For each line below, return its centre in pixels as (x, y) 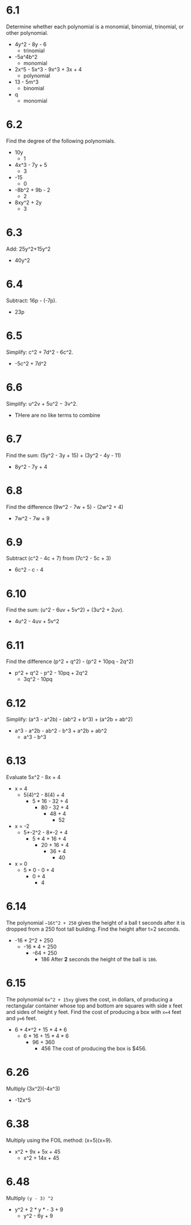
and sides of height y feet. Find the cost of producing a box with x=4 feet (94, 1012)
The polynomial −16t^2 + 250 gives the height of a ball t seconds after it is (95, 923)
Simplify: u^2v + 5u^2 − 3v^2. (42, 403)
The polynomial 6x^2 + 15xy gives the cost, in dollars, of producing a (89, 1000)
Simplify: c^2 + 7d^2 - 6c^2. (40, 352)
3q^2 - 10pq (38, 679)
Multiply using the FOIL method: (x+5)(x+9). (59, 1140)
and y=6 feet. (21, 1019)
